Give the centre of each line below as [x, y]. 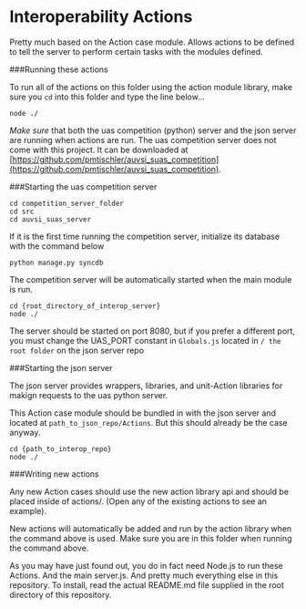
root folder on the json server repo [76, 350]
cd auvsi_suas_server [51, 219]
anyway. [25, 432]
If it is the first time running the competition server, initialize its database [145, 236]
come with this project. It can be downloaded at [99, 150]
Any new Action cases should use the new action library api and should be [149, 491]
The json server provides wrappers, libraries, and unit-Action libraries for [146, 386]
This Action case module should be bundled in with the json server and [143, 413]
